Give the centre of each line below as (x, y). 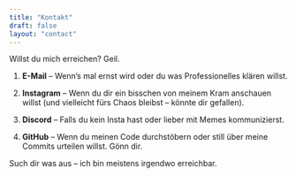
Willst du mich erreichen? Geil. (65, 59)
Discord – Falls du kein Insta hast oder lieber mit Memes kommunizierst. (153, 119)
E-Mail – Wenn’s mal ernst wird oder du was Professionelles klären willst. (155, 76)
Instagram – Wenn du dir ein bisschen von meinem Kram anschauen (147, 93)
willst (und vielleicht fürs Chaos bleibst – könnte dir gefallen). (133, 103)
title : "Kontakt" (41, 17)
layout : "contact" (43, 34)
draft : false (33, 26)
